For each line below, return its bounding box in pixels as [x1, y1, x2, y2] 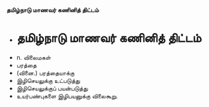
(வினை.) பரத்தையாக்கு [16, 69, 75, 77]
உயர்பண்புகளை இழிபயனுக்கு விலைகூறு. [16, 92, 118, 100]
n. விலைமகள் [16, 53, 51, 61]
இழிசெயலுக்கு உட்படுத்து [16, 76, 80, 84]
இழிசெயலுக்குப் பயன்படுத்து [16, 84, 88, 92]
